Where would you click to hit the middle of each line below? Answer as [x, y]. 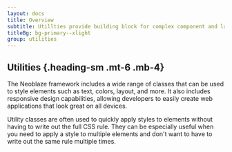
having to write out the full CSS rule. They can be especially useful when [110, 126]
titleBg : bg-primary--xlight [49, 33]
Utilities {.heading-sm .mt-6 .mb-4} [86, 67]
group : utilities [32, 39]
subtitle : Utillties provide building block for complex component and [112, 26]
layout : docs [26, 13]
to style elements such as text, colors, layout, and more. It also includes [109, 91]
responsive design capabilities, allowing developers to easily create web [110, 98]
